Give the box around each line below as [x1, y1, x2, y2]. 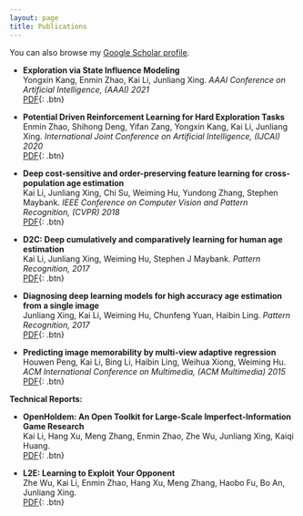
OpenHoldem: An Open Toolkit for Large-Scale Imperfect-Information [22, 411, 291, 422]
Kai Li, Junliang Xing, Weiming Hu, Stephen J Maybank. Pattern [22, 253, 261, 264]
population [22, 177, 66, 188]
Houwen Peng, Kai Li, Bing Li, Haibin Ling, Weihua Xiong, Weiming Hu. [22, 356, 287, 367]
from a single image [22, 300, 100, 311]
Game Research [22, 420, 85, 431]
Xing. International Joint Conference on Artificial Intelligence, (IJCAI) [22, 130, 280, 141]
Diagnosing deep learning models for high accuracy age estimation [22, 290, 283, 301]
